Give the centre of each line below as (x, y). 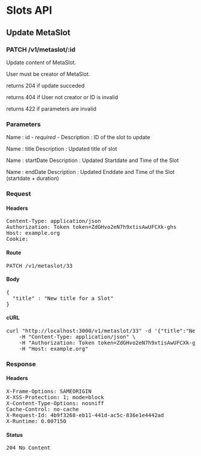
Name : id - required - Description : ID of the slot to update (78, 137)
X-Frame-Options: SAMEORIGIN (49, 391)
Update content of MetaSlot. (41, 62)
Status (15, 434)
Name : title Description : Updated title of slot (62, 149)
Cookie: (17, 239)
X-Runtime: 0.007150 (36, 421)
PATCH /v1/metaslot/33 (39, 266)
